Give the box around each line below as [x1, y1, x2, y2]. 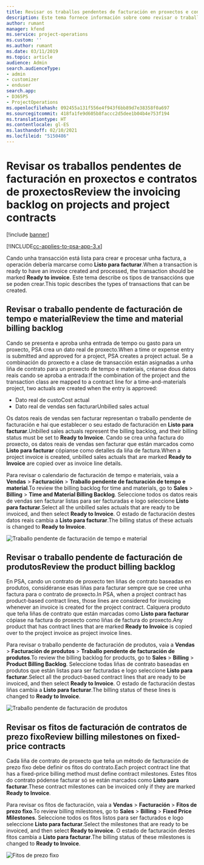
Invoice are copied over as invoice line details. [6, 460, 123, 467]
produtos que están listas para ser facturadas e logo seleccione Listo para [6, 667, 193, 674]
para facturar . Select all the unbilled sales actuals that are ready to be [6, 503, 180, 511]
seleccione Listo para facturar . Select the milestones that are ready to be [6, 821, 189, 828]
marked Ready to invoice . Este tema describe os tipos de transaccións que [6, 274, 195, 281]
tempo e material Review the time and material [6, 314, 183, 324]
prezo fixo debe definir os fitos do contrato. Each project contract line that [6, 764, 190, 771]
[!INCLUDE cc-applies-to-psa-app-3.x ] [6, 242, 103, 249]
